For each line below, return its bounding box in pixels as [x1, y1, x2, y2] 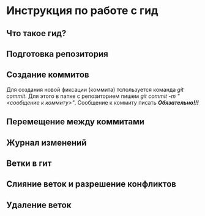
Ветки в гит [6, 158, 52, 168]
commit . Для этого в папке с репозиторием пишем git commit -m [6, 92, 176, 100]
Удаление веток [6, 199, 72, 210]
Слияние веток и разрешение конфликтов [6, 179, 176, 190]
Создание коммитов [6, 70, 89, 80]
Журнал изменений [6, 137, 87, 147]
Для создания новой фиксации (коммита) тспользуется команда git [6, 86, 184, 93]
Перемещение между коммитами [6, 117, 145, 127]
